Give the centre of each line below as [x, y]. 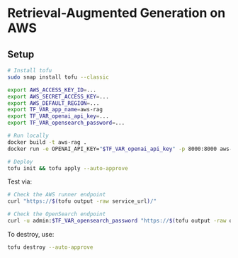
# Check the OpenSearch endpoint [57, 214]
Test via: [20, 181]
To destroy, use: [31, 234]
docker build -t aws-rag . [47, 142]
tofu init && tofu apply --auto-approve [68, 168]
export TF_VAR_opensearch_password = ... [66, 123]
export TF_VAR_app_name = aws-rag [55, 110]
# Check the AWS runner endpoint [57, 195]
